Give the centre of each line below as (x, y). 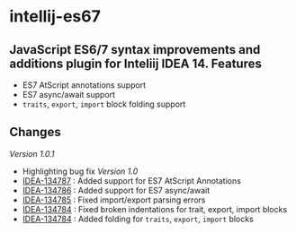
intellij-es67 (55, 17)
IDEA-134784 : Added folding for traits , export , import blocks (138, 219)
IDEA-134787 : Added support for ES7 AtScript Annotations (131, 180)
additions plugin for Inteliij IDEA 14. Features (136, 63)
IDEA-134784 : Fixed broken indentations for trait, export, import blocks (155, 209)
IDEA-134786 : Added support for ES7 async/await (116, 190)
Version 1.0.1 (32, 153)
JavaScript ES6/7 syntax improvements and (135, 50)
